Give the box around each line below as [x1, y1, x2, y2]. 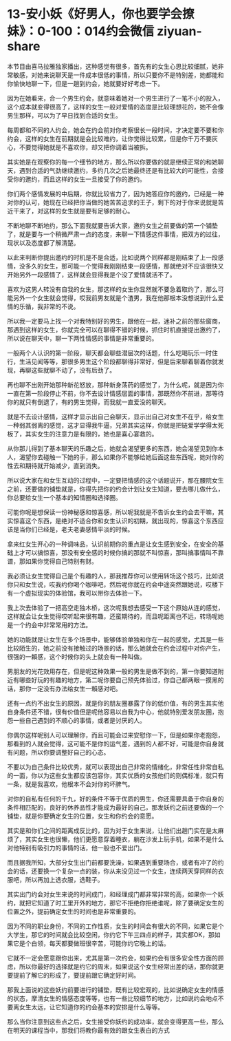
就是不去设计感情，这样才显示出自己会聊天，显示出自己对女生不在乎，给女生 [7, 412, 224, 421]
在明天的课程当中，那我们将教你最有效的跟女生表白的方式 [7, 1026, 170, 1034]
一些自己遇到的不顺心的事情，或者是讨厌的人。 [12, 716, 146, 724]
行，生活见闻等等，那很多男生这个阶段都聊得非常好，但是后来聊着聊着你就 [7, 357, 218, 366]
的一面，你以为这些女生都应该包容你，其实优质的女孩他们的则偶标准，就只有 [7, 771, 224, 779]
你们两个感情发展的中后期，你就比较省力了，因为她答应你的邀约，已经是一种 [7, 189, 224, 198]
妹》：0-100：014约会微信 [7, 23, 155, 39]
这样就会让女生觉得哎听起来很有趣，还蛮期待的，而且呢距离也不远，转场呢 [7, 612, 218, 620]
